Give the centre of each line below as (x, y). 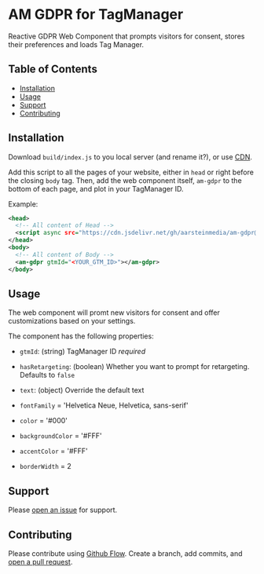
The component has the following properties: (81, 336)
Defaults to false (47, 375)
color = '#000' (44, 421)
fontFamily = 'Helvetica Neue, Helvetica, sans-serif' (104, 405)
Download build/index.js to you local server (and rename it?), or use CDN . (130, 157)
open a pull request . (40, 562)
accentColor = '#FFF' (53, 451)
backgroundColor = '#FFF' (60, 436)
